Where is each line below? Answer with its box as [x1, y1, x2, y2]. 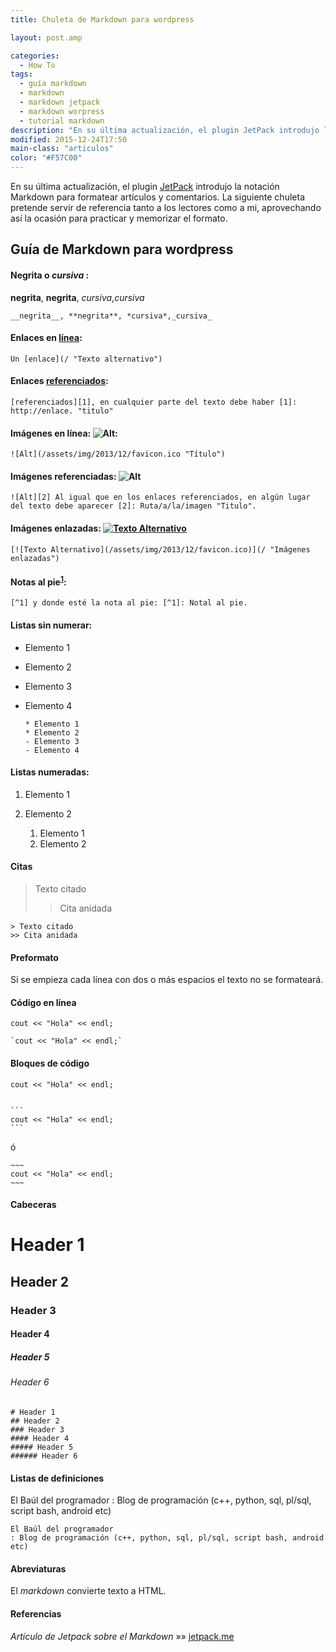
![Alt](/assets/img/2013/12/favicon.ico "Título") [10, 449, 226, 460]
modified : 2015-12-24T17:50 [10, 134, 128, 145]
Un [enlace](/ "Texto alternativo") [10, 354, 163, 364]
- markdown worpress [19, 106, 105, 116]
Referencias [10, 1607, 62, 1620]
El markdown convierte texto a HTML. [10, 1585, 167, 1597]
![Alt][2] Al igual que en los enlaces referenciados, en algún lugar [10, 492, 311, 503]
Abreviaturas [10, 1562, 67, 1575]
